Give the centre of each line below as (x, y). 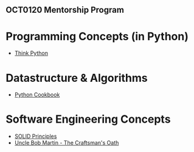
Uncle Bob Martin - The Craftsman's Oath (67, 143)
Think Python (31, 53)
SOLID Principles (36, 136)
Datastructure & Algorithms (77, 78)
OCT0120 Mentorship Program (65, 10)
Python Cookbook (37, 95)
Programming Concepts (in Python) (97, 36)
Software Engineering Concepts (88, 119)
